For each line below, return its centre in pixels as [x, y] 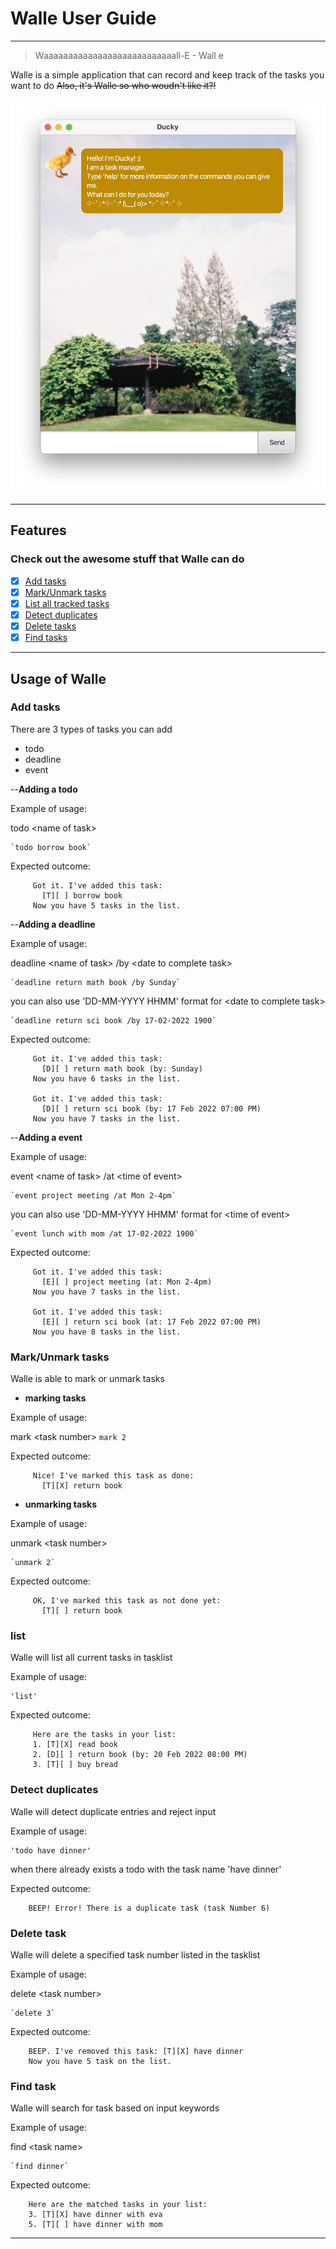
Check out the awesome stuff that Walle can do [127, 559]
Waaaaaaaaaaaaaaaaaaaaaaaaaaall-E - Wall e [129, 55]
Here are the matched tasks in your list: [118, 2205]
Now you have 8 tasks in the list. [107, 1332]
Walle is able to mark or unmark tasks [87, 1379]
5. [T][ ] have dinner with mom [95, 2225]
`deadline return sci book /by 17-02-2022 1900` [113, 1020]
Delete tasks [50, 626]
